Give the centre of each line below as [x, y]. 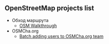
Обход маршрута [30, 20]
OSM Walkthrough [38, 25]
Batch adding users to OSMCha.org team [61, 36]
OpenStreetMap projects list [50, 8]
